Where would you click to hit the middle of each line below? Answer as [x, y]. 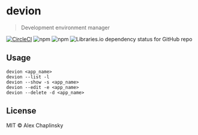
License [21, 111]
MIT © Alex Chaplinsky [35, 125]
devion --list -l [28, 77]
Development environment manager [65, 27]
